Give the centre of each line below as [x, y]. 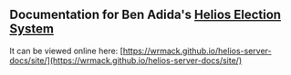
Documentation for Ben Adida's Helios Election [145, 15]
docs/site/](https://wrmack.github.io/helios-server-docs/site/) [126, 60]
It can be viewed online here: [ [66, 51]
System [32, 29]
